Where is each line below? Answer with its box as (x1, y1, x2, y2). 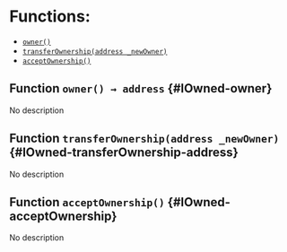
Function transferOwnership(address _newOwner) (9, 131, 280, 146)
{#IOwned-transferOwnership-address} (9, 145, 239, 161)
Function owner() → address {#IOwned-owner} (9, 81, 273, 96)
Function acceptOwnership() (9, 195, 166, 210)
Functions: (9, 6, 91, 27)
